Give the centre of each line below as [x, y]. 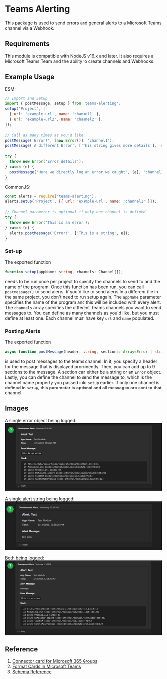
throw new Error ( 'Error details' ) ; [46, 162]
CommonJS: [18, 187]
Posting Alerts [23, 331]
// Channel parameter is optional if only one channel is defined [75, 212]
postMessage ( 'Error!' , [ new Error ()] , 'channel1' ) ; [60, 140]
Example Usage [30, 77]
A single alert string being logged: [40, 499]
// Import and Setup [27, 98]
